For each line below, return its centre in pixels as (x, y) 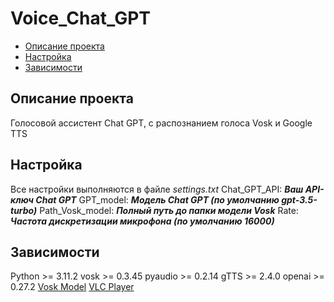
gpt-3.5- (299, 199)
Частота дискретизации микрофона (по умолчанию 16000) (142, 221)
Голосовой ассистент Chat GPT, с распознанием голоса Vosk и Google (161, 123)
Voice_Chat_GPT (81, 18)
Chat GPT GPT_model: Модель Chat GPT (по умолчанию (157, 199)
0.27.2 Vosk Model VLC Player (72, 287)
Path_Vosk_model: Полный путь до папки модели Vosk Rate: (169, 210)
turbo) (24, 210)
